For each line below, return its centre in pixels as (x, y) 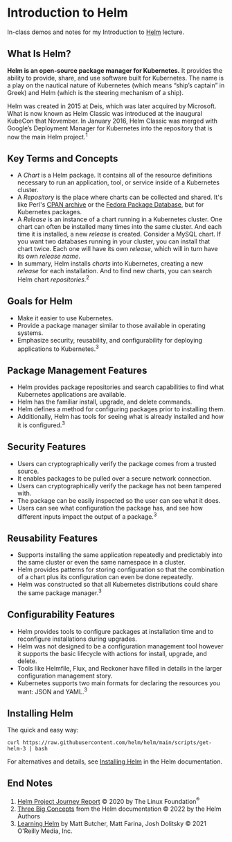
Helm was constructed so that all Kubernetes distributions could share (117, 585)
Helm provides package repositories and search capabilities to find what (121, 387)
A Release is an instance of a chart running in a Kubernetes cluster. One (120, 219)
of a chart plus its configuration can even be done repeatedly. (105, 577)
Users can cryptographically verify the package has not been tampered (119, 486)
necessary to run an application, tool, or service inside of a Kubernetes (118, 182)
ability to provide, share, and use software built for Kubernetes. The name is (115, 78)
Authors (28, 816)
